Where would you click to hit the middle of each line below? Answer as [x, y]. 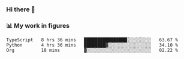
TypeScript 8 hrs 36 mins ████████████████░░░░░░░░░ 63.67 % [92, 40]
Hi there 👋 [21, 9]
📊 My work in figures [38, 25]
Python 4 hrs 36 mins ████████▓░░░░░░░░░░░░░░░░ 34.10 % [92, 45]
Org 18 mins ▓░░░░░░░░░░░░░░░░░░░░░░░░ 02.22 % [92, 50]
